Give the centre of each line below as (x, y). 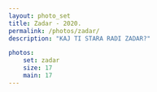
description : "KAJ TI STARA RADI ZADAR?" (80, 38)
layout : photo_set (39, 16)
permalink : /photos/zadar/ (54, 31)
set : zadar (41, 61)
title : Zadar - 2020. (45, 23)
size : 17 (38, 68)
